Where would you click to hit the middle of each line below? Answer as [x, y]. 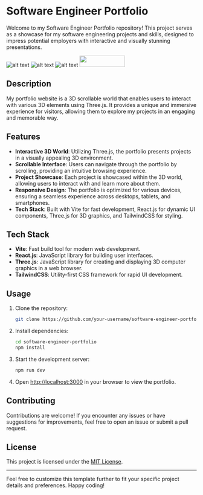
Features [23, 137]
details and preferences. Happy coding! [55, 485]
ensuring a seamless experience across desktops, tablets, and [93, 196]
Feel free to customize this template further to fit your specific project [93, 479]
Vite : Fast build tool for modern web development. [78, 249]
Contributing [31, 401]
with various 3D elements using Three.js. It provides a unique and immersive [101, 105]
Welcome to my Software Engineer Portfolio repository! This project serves [99, 28]
